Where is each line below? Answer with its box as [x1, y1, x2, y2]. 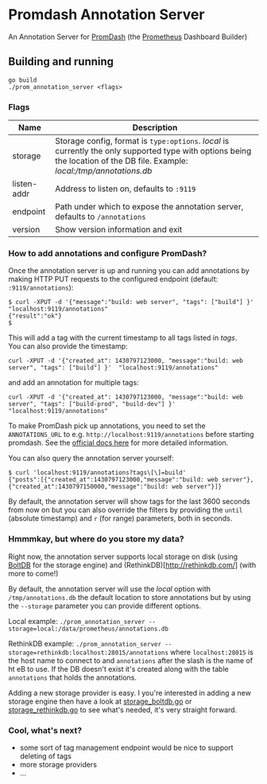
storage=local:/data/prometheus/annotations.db [8, 625, 169, 633]
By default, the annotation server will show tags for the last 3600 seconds [8, 497, 250, 506]
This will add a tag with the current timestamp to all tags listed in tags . [8, 333, 238, 343]
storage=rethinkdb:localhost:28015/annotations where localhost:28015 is [8, 647, 254, 657]
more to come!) [8, 568, 59, 578]
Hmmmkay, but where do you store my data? [8, 533, 184, 544]
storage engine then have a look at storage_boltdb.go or [8, 696, 192, 706]
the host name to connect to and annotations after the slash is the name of [8, 655, 253, 665]
